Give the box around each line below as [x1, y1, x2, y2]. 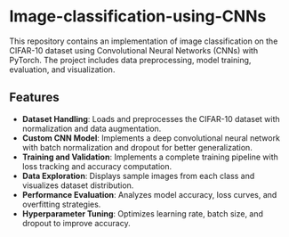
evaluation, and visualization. [9, 64, 116, 75]
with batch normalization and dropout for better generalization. [21, 142, 253, 152]
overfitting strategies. [21, 199, 101, 209]
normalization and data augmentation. [21, 123, 162, 134]
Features [9, 90, 60, 105]
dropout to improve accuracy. [21, 217, 131, 228]
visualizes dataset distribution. [21, 180, 134, 191]
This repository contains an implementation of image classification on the [9, 36, 278, 46]
